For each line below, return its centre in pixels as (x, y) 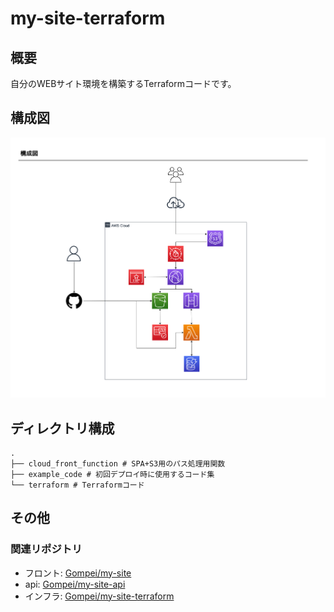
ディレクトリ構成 (62, 428)
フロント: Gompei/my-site (78, 573)
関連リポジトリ (46, 549)
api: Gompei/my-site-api (75, 584)
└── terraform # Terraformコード (77, 485)
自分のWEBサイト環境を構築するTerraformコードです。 (123, 83)
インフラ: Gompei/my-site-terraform (99, 596)
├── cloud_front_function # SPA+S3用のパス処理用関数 (118, 463)
